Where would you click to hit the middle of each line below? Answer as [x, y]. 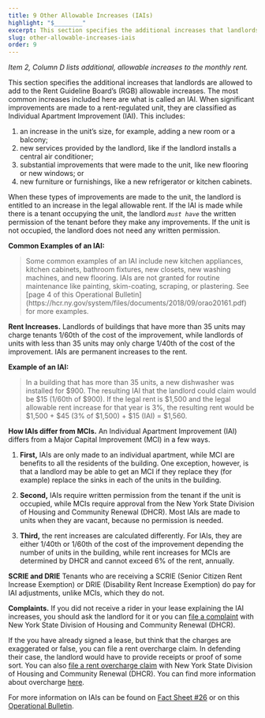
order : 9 [22, 45]
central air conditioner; [56, 157]
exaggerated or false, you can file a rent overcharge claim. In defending [124, 649]
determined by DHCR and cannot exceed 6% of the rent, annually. [127, 561]
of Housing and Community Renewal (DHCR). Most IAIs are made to [130, 512]
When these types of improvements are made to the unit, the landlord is [125, 197]
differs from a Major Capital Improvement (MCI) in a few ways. [109, 439]
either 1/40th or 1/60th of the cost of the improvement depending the [132, 544]
